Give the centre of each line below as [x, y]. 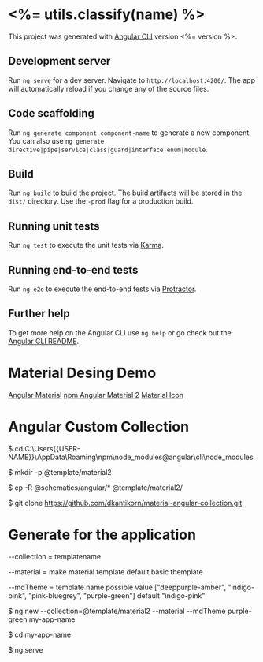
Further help [39, 314]
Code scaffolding [51, 113]
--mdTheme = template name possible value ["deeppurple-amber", [117, 587]
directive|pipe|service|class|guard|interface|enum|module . [108, 149]
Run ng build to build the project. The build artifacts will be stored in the [125, 193]
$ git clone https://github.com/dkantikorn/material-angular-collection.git [125, 503]
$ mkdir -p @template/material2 [60, 472]
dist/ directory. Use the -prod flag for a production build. [101, 201]
